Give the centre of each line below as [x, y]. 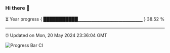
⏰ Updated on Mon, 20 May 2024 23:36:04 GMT [56, 35]
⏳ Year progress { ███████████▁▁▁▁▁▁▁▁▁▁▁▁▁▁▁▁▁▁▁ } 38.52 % [85, 19]
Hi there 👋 [18, 8]
